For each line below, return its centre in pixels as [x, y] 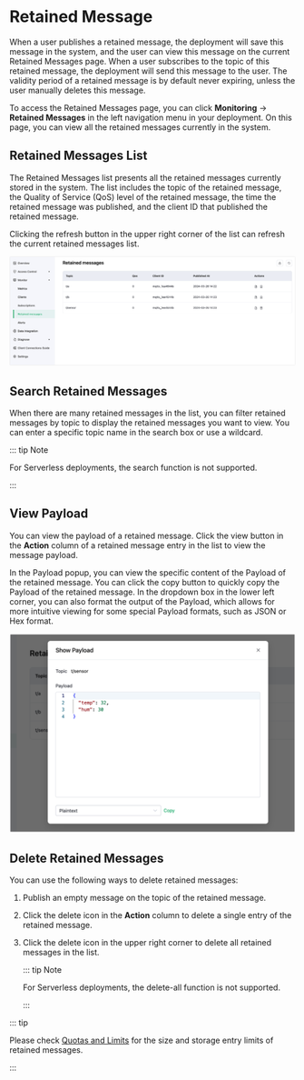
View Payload [49, 514]
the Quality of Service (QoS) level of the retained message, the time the [143, 196]
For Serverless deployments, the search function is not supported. [133, 467]
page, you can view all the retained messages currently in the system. [140, 127]
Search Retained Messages [88, 391]
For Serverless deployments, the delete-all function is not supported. [152, 987]
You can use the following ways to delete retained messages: [124, 880]
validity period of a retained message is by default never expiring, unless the [152, 80]
